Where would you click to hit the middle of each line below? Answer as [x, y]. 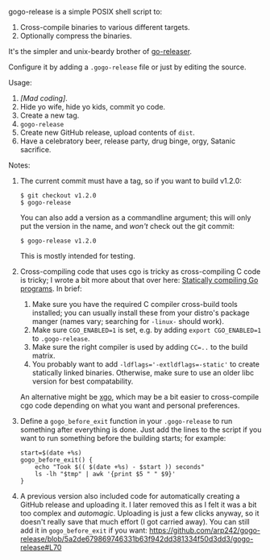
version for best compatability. [83, 381]
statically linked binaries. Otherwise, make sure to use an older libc [143, 373]
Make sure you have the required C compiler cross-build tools [135, 304]
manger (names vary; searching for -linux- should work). [128, 321]
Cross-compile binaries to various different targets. [105, 27]
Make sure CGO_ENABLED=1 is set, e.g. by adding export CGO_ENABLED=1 [147, 330]
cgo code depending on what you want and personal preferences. [130, 405]
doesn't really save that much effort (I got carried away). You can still [135, 522]
